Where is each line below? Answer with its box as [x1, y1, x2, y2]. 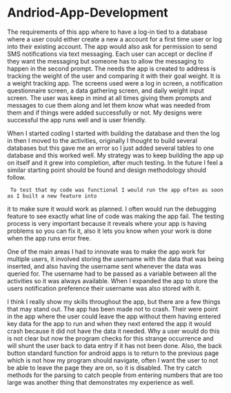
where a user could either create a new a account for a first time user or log [7, 35, 222, 43]
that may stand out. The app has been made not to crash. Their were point [7, 305, 219, 313]
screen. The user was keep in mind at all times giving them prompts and [7, 93, 212, 102]
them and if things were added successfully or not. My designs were [7, 108, 202, 117]
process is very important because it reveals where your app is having [7, 219, 207, 227]
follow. [7, 173, 26, 181]
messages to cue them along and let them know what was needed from [7, 101, 210, 109]
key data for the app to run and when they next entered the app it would [7, 319, 212, 327]
